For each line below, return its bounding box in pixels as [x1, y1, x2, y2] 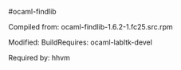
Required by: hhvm [8, 53, 70, 62]
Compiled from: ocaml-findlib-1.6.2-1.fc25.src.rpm [8, 22, 173, 31]
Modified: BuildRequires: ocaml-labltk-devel [8, 37, 153, 47]
